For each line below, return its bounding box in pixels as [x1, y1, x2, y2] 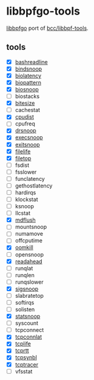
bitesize [15, 99, 35, 107]
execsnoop [15, 134, 44, 141]
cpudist [15, 113, 35, 121]
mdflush [15, 216, 36, 223]
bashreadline [15, 58, 49, 65]
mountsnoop [15, 223, 47, 231]
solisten [15, 306, 35, 313]
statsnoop [15, 312, 41, 320]
